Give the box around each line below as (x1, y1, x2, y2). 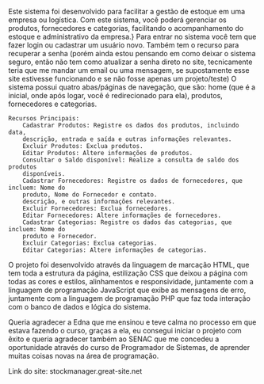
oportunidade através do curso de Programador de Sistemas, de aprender (8, 343, 251, 352)
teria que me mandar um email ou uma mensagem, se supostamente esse (8, 66, 250, 74)
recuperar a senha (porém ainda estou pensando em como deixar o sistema (8, 49, 256, 58)
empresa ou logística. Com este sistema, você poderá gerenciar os (8, 15, 228, 25)
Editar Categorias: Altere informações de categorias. (22, 246, 208, 254)
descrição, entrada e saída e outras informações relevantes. (22, 135, 232, 143)
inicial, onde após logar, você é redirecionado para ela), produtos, (8, 91, 224, 100)
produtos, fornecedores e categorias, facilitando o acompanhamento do (8, 24, 244, 32)
